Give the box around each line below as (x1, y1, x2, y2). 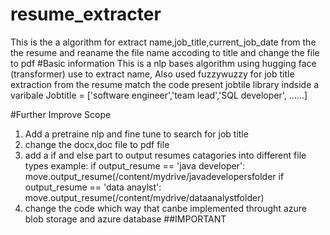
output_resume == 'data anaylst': (24, 181, 162, 193)
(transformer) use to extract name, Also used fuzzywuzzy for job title (10, 68, 295, 80)
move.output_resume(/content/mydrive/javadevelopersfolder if (24, 170, 285, 182)
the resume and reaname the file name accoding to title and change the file (10, 46, 320, 58)
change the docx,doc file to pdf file (24, 138, 170, 150)
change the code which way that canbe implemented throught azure (24, 202, 307, 214)
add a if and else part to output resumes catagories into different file (24, 149, 307, 161)
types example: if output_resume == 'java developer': (24, 159, 246, 172)
